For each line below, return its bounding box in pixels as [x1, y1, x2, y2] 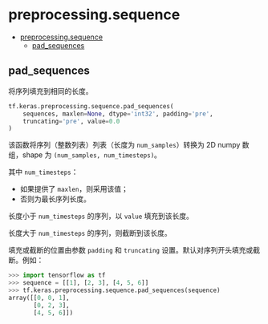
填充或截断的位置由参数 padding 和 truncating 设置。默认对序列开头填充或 [8, 245, 254, 255]
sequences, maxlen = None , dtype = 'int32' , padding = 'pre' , [22, 110, 214, 118]
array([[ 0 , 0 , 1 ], [8, 294, 70, 302]
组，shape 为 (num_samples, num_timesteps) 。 [8, 150, 162, 160]
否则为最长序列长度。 [19, 194, 91, 204]
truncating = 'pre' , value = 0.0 [22, 117, 120, 125]
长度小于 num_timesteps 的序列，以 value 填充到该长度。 [8, 211, 194, 221]
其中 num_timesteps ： [8, 167, 79, 177]
